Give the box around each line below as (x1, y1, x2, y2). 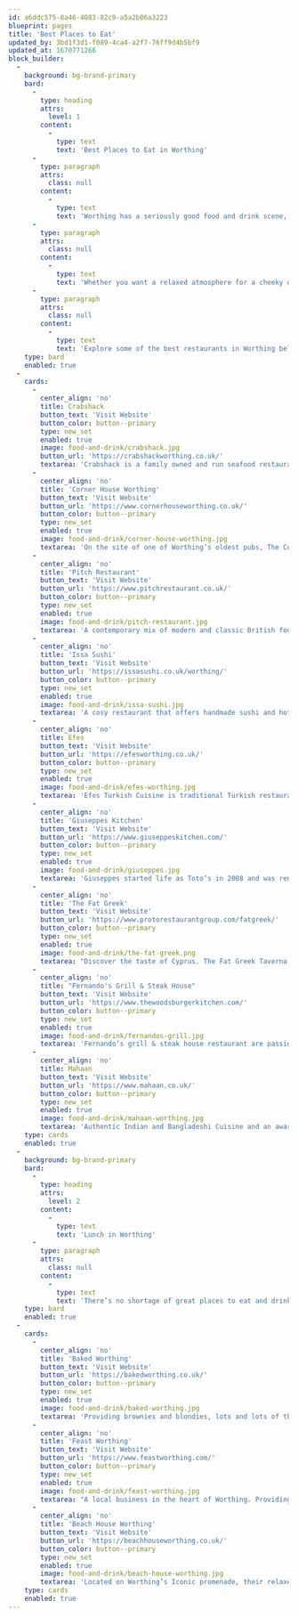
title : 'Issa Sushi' (40, 651, 117, 660)
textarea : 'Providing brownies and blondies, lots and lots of (40, 1412, 279, 1421)
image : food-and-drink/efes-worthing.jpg (40, 783, 197, 792)
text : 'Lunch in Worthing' (55, 1230, 157, 1239)
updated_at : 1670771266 (8, 46, 97, 55)
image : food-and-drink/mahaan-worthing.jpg (40, 1114, 204, 1123)
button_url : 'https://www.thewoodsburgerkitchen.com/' (40, 998, 248, 1007)
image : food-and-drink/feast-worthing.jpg (40, 1486, 200, 1496)
